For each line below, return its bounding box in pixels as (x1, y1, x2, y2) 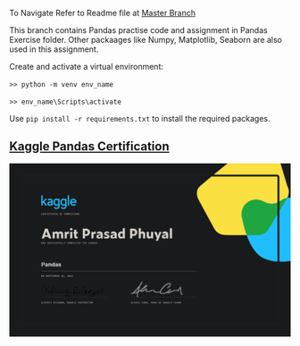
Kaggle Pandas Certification (9, 139, 170, 155)
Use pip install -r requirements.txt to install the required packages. (9, 114, 271, 123)
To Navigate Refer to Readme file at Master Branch (9, 8, 196, 18)
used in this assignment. (9, 44, 99, 55)
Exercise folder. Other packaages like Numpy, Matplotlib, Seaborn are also (9, 35, 283, 45)
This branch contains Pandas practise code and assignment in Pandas (9, 25, 268, 35)
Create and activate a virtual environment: (9, 62, 163, 72)
